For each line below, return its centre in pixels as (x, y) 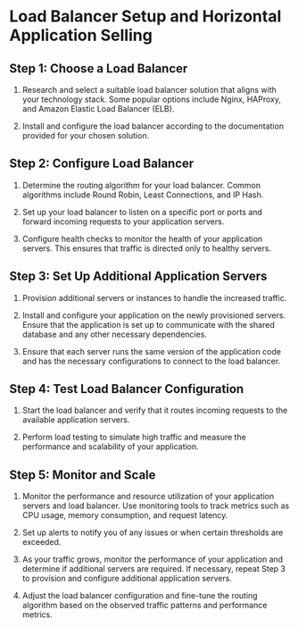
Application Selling (81, 35)
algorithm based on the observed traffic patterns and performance (145, 606)
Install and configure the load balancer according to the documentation (153, 126)
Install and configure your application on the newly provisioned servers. (154, 315)
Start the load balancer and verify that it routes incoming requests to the (155, 410)
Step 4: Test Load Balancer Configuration (127, 389)
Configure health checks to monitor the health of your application (142, 238)
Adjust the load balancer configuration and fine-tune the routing (140, 596)
